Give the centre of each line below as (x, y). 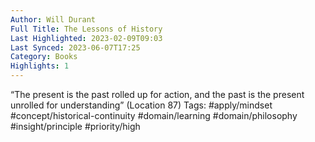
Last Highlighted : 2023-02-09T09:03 (86, 38)
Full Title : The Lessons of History (86, 29)
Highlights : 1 (40, 66)
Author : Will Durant (53, 19)
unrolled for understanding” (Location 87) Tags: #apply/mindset (141, 105)
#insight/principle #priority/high (75, 126)
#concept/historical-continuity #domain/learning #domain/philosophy (154, 115)
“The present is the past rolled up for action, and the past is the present (157, 94)
